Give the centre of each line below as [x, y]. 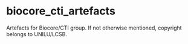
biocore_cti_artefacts [61, 11]
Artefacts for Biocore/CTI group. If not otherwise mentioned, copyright [94, 28]
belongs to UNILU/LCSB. [37, 34]
